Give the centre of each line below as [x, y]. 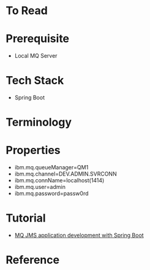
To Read [27, 11]
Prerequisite [38, 39]
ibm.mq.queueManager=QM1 [51, 168]
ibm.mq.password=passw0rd [51, 193]
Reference [32, 260]
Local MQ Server [36, 56]
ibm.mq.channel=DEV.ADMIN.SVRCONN [66, 174]
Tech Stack [35, 81]
